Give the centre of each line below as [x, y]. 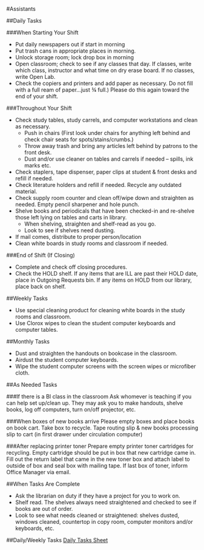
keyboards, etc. [35, 528]
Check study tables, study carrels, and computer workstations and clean [106, 120]
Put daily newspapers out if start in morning [70, 44]
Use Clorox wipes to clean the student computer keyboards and [95, 323]
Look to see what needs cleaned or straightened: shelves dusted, [97, 515]
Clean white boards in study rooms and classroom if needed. [92, 243]
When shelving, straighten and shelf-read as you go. [90, 224]
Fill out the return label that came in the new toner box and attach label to [98, 459]
